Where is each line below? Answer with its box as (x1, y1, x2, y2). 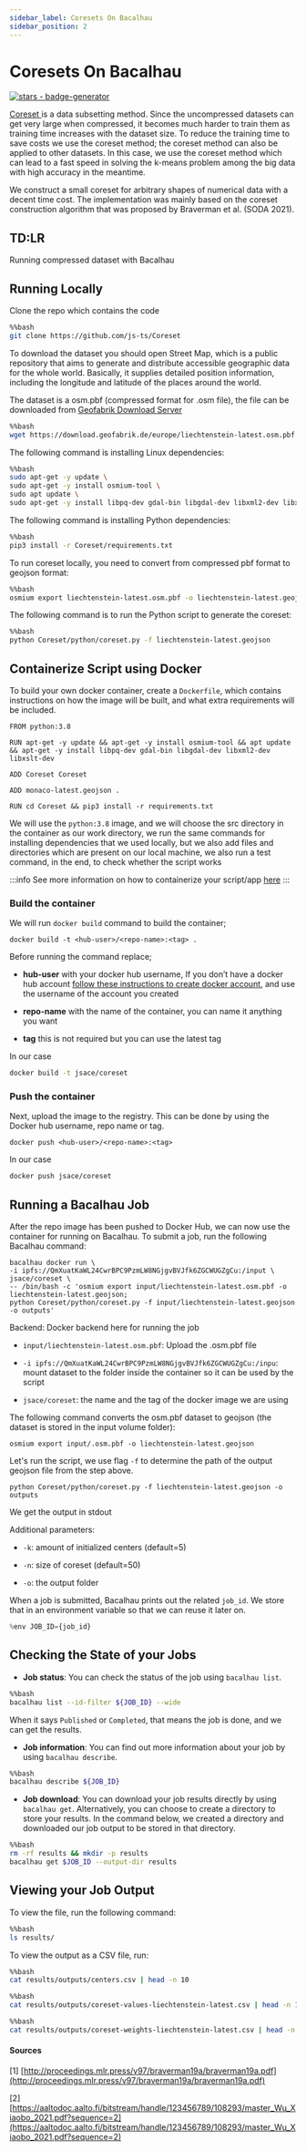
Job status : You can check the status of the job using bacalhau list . (22, 1672, 282, 1683)
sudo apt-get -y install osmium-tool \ (9, 481, 161, 490)
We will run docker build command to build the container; (9, 918, 227, 929)
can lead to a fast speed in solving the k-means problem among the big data (9, 157, 296, 169)
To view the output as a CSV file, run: (9, 1950, 149, 1961)
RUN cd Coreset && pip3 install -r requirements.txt (9, 802, 214, 811)
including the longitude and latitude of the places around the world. (9, 376, 262, 387)
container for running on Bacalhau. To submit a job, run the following (9, 1231, 267, 1242)
